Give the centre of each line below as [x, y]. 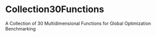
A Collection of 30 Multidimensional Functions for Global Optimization [78, 23]
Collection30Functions [55, 9]
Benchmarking [21, 28]
